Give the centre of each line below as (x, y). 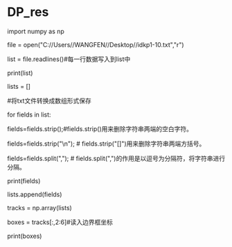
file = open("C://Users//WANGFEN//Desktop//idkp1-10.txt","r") (96, 44)
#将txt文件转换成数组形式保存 (49, 101)
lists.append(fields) (35, 194)
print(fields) (24, 180)
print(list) (20, 73)
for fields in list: (29, 114)
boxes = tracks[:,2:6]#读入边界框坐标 (60, 222)
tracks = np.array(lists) (40, 207)
